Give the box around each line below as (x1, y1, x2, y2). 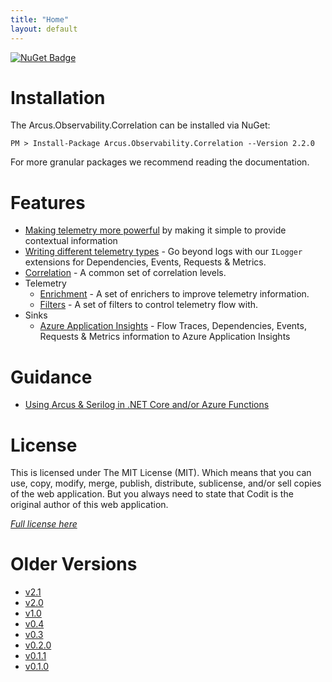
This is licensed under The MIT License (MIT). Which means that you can (10, 467, 312, 479)
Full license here (10, 518, 78, 530)
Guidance (10, 366, 93, 388)
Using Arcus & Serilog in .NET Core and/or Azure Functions (24, 399, 270, 411)
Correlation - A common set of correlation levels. (24, 267, 227, 279)
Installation (10, 86, 106, 109)
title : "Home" (10, 14, 70, 25)
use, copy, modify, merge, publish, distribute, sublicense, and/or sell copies (10, 477, 322, 490)
